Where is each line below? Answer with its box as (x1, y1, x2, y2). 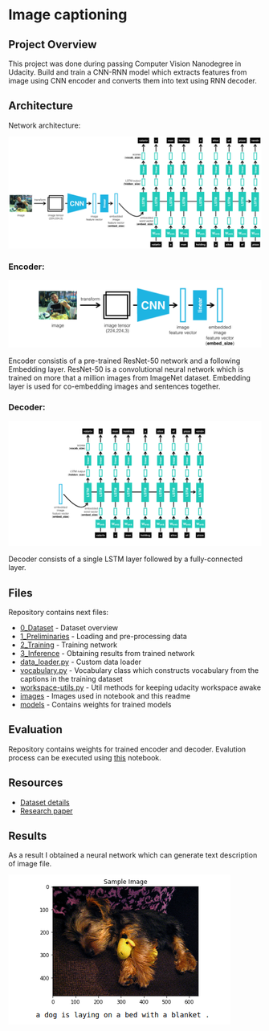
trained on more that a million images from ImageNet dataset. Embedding (8, 373, 251, 383)
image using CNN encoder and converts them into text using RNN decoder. (8, 76, 257, 85)
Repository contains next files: (8, 608, 109, 617)
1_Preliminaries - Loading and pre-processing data (19, 632, 187, 642)
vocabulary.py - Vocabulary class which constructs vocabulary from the (19, 666, 259, 675)
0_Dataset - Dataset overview (19, 623, 119, 633)
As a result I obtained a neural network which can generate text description (8, 850, 258, 860)
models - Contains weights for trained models (19, 700, 172, 710)
